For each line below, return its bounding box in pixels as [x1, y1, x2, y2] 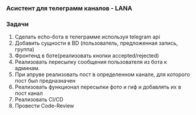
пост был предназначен [14, 77, 76, 84]
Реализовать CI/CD [14, 96, 64, 103]
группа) [14, 46, 34, 53]
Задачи [6, 19, 29, 28]
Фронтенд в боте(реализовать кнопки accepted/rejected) [14, 52, 159, 60]
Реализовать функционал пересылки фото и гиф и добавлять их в [14, 84, 182, 91]
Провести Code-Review [14, 102, 75, 110]
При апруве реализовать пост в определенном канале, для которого [14, 71, 191, 78]
